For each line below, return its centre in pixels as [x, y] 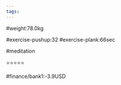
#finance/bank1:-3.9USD [36, 76]
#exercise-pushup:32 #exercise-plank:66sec [61, 39]
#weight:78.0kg [25, 28]
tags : [13, 11]
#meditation [21, 51]
